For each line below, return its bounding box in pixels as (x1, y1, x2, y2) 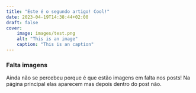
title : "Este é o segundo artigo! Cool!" (6, 8, 110, 15)
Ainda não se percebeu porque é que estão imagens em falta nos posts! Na (6, 74, 191, 81)
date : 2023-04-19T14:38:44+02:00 (6, 14, 89, 20)
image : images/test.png (17, 31, 76, 36)
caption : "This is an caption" (17, 42, 94, 48)
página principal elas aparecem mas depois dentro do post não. (6, 81, 162, 88)
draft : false (6, 19, 38, 25)
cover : (6, 25, 23, 31)
